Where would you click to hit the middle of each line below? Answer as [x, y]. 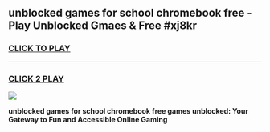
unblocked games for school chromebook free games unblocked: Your [129, 110]
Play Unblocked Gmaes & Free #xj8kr [103, 26]
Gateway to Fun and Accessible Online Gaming [88, 119]
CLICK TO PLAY [39, 49]
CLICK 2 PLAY [36, 78]
